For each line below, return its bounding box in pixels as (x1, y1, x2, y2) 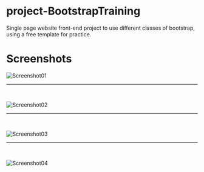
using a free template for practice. (6, 30, 92, 38)
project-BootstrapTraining (6, 4, 141, 18)
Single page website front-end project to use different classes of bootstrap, (6, 24, 195, 31)
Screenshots (6, 52, 72, 66)
